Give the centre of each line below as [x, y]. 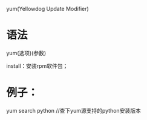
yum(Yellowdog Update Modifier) [47, 9]
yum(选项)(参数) [26, 53]
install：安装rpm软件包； [37, 65]
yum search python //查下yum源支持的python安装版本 [73, 110]
